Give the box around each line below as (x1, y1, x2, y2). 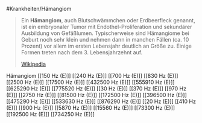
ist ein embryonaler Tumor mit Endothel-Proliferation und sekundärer (21, 24, 192, 30)
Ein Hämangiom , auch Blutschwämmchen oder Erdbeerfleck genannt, (21, 17, 195, 24)
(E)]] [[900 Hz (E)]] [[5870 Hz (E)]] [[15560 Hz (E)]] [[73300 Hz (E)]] (6, 104, 175, 111)
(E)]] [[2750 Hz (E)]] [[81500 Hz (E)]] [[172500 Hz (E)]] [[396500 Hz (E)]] (6, 92, 187, 98)
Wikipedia (21, 60, 46, 68)
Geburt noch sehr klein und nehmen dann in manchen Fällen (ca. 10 (21, 36, 189, 43)
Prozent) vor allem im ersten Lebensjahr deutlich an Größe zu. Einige (21, 42, 192, 49)
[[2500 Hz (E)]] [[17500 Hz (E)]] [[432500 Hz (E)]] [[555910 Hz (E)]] (6, 78, 175, 86)
